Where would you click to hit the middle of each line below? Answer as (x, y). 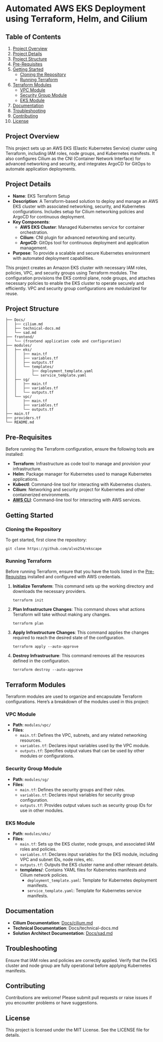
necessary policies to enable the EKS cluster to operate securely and (75, 283)
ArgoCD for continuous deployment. (49, 216)
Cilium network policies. (44, 875)
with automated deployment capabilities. (53, 258)
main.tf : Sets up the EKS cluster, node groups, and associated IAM (87, 844)
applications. (25, 479)
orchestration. (34, 232)
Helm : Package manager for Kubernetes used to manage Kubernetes (82, 474)
